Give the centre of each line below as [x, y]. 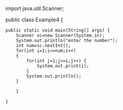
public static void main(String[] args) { [58, 30]
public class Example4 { [34, 19]
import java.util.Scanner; [35, 8]
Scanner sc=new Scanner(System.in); [61, 36]
